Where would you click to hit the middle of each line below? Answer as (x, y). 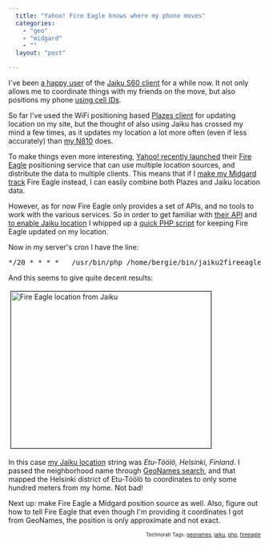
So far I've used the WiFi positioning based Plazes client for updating (122, 115)
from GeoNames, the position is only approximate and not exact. (114, 520)
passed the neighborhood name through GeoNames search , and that (122, 471)
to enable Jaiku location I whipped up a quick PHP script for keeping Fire (128, 223)
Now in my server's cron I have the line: (74, 247)
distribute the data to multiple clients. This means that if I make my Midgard (132, 174)
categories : (36, 23)
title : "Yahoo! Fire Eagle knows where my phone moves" (110, 16)
